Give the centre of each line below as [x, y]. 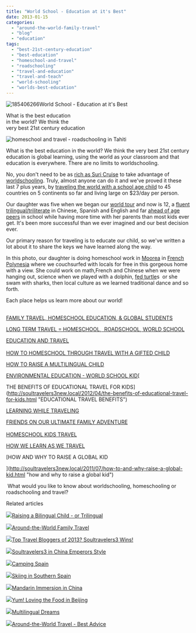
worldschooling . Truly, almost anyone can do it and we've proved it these [94, 180]
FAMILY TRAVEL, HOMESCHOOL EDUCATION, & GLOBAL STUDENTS [90, 318]
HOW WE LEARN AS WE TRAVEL [45, 445]
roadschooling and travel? [37, 492]
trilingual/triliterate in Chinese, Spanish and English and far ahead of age [93, 210]
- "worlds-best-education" [44, 88]
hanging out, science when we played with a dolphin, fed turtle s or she [92, 276]
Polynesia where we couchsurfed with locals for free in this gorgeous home [97, 264]
